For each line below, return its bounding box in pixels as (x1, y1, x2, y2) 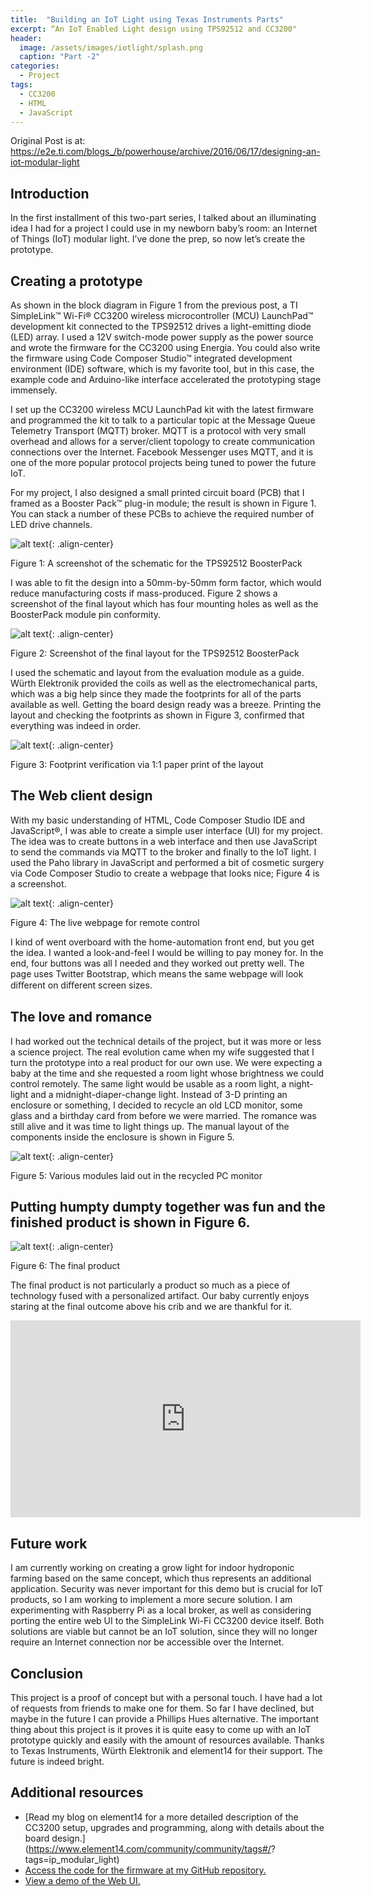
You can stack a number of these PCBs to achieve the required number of (10, 508, 315, 520)
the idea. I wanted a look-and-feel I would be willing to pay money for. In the (10, 946, 324, 958)
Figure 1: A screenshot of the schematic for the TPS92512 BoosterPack (10, 557, 303, 569)
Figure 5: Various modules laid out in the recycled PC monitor (10, 1169, 263, 1181)
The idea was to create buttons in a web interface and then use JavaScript (10, 835, 318, 847)
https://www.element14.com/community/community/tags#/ (28, 1842, 272, 1855)
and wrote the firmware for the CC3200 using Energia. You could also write (10, 342, 321, 353)
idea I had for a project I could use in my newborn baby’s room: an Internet (10, 222, 318, 235)
